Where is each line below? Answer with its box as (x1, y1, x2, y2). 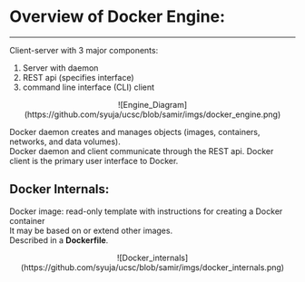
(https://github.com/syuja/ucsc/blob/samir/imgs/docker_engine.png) (24, 109, 281, 120)
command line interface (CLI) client (22, 82, 155, 92)
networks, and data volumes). (9, 136, 121, 147)
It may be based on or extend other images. (9, 225, 173, 236)
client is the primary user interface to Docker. (9, 155, 179, 166)
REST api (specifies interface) (22, 72, 134, 83)
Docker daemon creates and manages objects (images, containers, (9, 126, 261, 137)
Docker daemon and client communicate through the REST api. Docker (9, 145, 274, 156)
